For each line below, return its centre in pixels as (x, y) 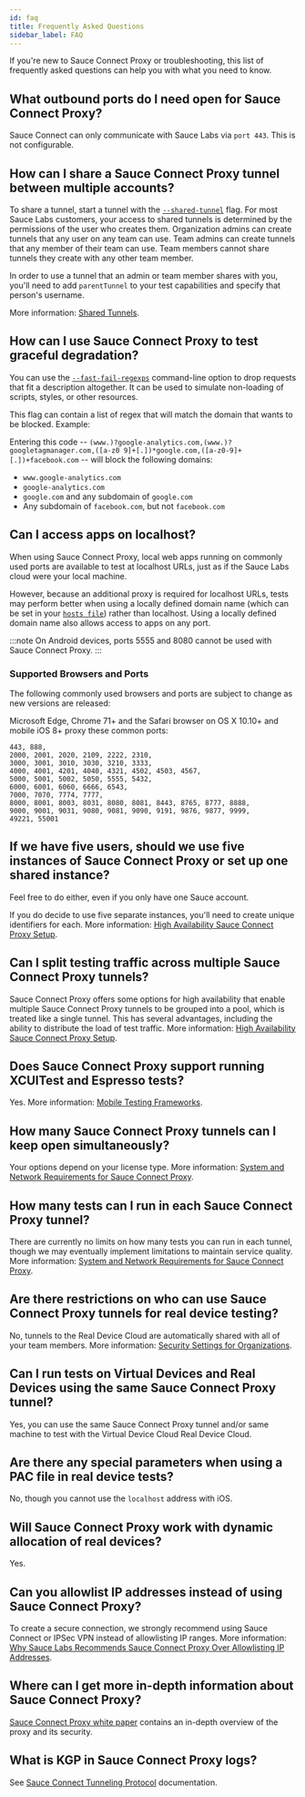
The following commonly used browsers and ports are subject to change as (151, 693)
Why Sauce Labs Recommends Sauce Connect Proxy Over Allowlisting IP (147, 1648)
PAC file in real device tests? (92, 1477)
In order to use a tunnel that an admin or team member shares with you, (144, 276)
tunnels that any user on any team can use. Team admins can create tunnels (152, 239)
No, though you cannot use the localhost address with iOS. (121, 1498)
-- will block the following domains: (147, 459)
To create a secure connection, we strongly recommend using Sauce (139, 1629)
